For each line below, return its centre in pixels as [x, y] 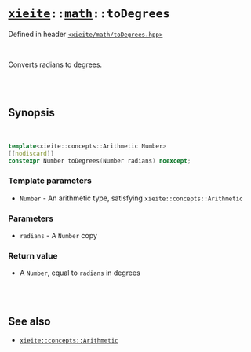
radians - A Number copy [58, 235]
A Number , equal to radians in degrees [80, 273]
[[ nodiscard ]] [31, 153]
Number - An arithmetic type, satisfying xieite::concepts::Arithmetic [131, 198]
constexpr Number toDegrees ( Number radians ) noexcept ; [100, 161]
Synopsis [31, 113]
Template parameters [50, 181]
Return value [33, 255]
